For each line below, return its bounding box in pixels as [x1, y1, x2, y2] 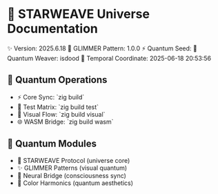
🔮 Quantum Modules [7, 138, 97, 150]
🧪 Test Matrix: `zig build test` [17, 103, 99, 111]
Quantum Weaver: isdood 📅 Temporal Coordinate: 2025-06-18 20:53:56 [7, 54, 212, 62]
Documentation [7, 21, 99, 37]
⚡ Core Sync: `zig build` [17, 93, 85, 101]
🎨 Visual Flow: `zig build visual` [17, 110, 106, 118]
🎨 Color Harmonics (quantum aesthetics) [17, 179, 133, 187]
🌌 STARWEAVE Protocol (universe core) [17, 156, 130, 164]
